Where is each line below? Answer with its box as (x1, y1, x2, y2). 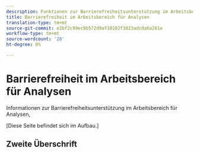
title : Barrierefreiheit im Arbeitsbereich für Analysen (6, 14, 150, 20)
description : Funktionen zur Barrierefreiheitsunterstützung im (6, 8, 168, 15)
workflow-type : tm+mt (6, 31, 60, 37)
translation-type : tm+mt (6, 19, 68, 25)
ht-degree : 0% (6, 42, 41, 48)
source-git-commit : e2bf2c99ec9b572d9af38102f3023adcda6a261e (6, 25, 163, 31)
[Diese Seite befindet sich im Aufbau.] (6, 122, 99, 129)
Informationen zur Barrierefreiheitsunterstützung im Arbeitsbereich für (6, 104, 178, 111)
